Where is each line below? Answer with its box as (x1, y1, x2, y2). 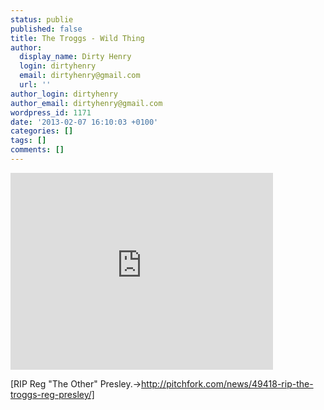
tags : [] (10, 136, 47, 146)
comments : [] (10, 145, 65, 155)
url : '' (19, 80, 52, 90)
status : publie (10, 14, 74, 25)
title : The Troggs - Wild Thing (10, 33, 145, 43)
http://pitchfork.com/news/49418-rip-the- (141, 377, 314, 390)
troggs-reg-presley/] (10, 388, 95, 400)
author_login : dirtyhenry (10, 89, 118, 99)
